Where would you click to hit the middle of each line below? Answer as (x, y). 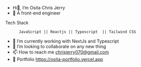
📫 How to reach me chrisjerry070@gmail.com (61, 52)
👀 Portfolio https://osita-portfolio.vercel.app (58, 59)
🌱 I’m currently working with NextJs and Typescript (66, 41)
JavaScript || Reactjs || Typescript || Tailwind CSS (77, 32)
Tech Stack (17, 23)
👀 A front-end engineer (37, 13)
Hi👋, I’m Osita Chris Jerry (39, 8)
